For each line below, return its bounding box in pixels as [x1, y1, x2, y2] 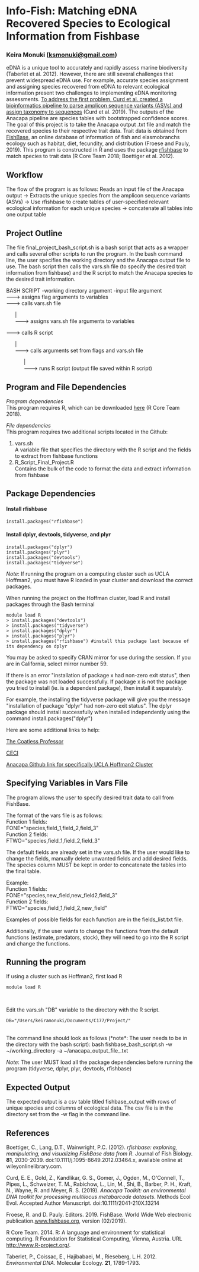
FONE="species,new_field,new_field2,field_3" [6, 891, 118, 899]
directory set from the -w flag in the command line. [6, 1111, 131, 1118]
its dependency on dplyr [6, 643, 68, 649]
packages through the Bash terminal [6, 601, 95, 608]
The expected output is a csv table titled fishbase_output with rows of [6, 1098, 176, 1105]
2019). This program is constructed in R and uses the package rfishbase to [6, 146, 188, 153]
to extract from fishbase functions [14, 452, 98, 459]
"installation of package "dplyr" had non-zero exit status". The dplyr [6, 702, 172, 709]
